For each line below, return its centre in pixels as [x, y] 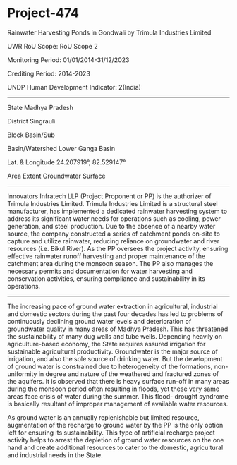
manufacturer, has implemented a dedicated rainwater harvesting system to [117, 211]
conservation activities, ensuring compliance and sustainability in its [107, 278]
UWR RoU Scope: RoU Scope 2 [53, 46]
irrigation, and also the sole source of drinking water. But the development [115, 358]
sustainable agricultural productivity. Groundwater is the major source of [113, 351]
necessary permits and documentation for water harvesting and [100, 271]
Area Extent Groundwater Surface [56, 176]
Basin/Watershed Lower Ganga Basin [61, 148]
